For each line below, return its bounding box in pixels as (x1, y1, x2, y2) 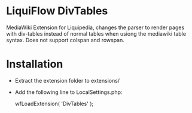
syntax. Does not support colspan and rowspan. (6, 36, 124, 43)
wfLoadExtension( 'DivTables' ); (14, 100, 94, 107)
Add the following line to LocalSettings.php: (14, 88, 123, 96)
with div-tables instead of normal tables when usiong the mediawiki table (6, 30, 187, 37)
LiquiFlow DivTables (6, 4, 108, 18)
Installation (6, 58, 63, 71)
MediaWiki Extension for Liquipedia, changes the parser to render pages (6, 24, 185, 31)
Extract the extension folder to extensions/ (14, 77, 120, 84)
